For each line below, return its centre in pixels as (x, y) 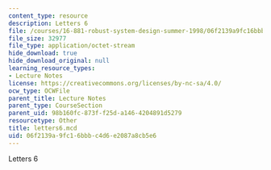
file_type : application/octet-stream (72, 46)
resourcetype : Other (43, 121)
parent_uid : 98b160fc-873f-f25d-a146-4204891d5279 (95, 114)
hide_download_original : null (59, 61)
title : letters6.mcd (43, 128)
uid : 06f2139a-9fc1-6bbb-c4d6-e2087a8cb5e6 (83, 135)
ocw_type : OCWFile (39, 91)
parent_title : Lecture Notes (57, 98)
